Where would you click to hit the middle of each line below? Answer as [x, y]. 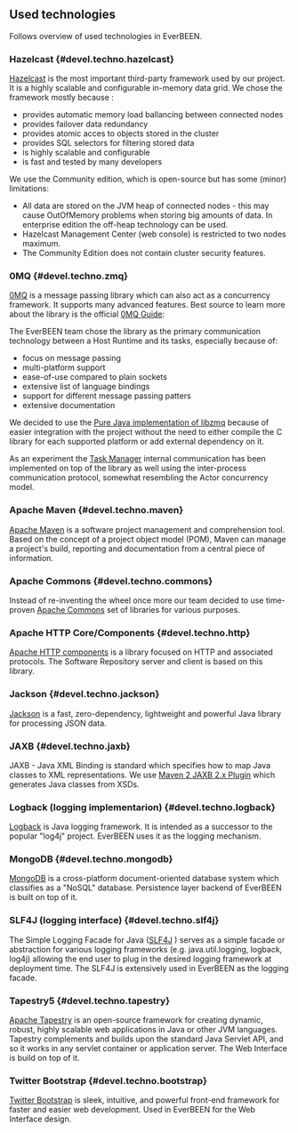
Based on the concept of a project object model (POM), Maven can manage [148, 539]
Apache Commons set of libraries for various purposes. [138, 610]
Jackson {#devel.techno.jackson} [85, 695]
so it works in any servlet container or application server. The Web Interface [148, 1049]
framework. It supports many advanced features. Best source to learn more [147, 305]
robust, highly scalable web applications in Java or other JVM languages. [144, 1030]
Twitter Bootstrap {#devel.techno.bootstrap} [108, 1081]
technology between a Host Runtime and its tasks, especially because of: [144, 341]
